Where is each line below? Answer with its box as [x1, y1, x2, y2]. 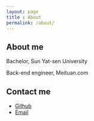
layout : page [6, 8, 39, 15]
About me [6, 42, 44, 52]
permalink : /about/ [6, 20, 55, 26]
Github [14, 103, 32, 109]
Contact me [6, 86, 51, 97]
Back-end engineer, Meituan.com [6, 69, 89, 76]
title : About [6, 14, 42, 20]
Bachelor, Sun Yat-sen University [6, 58, 88, 65]
